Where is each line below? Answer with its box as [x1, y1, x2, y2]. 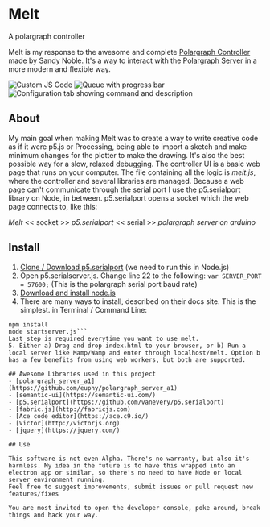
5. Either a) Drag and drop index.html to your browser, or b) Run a [8, 342, 247, 350]
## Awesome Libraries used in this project [8, 370, 157, 378]
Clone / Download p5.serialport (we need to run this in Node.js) [19, 262, 230, 272]
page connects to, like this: [8, 201, 98, 211]
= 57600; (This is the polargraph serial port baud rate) [19, 279, 198, 288]
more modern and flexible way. [8, 64, 111, 73]
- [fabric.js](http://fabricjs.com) [8, 405, 131, 413]
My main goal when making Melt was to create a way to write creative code [8, 133, 259, 143]
